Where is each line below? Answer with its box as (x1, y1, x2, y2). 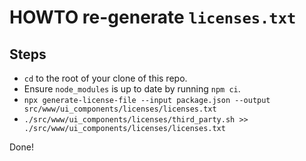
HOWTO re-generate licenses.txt (9, 6, 297, 29)
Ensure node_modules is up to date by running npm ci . (23, 83, 241, 95)
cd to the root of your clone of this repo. (23, 72, 188, 84)
